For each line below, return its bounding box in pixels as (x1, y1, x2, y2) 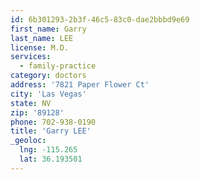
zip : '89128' (10, 107, 65, 118)
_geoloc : (10, 136, 47, 146)
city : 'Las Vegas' (10, 89, 87, 99)
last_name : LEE (10, 33, 74, 43)
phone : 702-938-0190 (10, 117, 97, 127)
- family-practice (19, 61, 97, 71)
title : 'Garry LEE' (10, 126, 92, 136)
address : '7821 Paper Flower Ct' (10, 80, 150, 90)
